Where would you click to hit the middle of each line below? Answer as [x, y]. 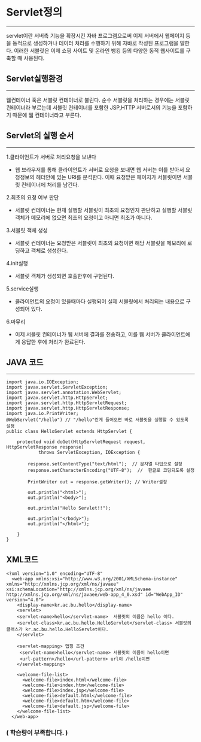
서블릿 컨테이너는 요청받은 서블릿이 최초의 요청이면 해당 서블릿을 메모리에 [100, 243]
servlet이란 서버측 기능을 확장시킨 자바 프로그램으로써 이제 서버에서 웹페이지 [95, 35]
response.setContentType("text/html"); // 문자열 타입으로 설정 [105, 464]
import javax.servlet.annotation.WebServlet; [64, 393]
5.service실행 [22, 289]
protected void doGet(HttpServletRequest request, [81, 442]
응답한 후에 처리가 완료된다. [53, 341]
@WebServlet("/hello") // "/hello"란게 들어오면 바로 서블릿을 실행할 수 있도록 [98, 420]
